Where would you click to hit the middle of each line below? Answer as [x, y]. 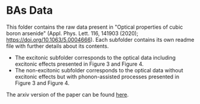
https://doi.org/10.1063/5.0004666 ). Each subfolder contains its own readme [100, 39]
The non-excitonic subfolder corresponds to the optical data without [99, 70]
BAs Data [30, 10]
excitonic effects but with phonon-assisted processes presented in [97, 77]
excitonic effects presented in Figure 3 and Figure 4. [79, 64]
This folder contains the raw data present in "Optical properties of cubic [95, 27]
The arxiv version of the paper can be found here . [67, 94]
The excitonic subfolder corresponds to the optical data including [95, 57]
